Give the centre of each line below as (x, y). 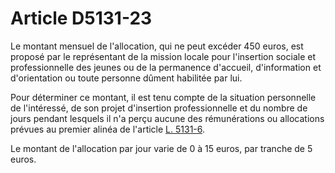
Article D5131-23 (81, 18)
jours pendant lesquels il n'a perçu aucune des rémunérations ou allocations (167, 118)
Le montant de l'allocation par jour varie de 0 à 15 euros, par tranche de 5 (161, 148)
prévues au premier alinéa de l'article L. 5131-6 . (108, 129)
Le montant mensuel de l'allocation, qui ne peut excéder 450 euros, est (157, 46)
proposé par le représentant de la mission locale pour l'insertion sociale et (163, 56)
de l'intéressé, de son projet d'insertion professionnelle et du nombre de (159, 108)
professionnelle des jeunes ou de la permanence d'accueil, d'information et (166, 67)
